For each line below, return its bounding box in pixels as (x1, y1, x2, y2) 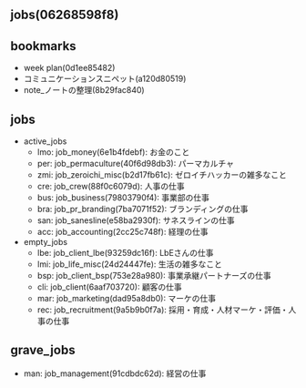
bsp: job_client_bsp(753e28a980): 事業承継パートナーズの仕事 (36, 271, 271, 281)
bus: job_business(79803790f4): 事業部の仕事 (36, 192, 210, 203)
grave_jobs (10, 342, 76, 358)
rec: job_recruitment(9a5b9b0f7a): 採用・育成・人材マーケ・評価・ (36, 304, 289, 315)
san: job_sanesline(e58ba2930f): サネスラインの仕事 (36, 215, 235, 226)
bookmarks (10, 38, 76, 54)
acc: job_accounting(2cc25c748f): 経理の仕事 (36, 227, 209, 238)
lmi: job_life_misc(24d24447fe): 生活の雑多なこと (36, 259, 222, 270)
